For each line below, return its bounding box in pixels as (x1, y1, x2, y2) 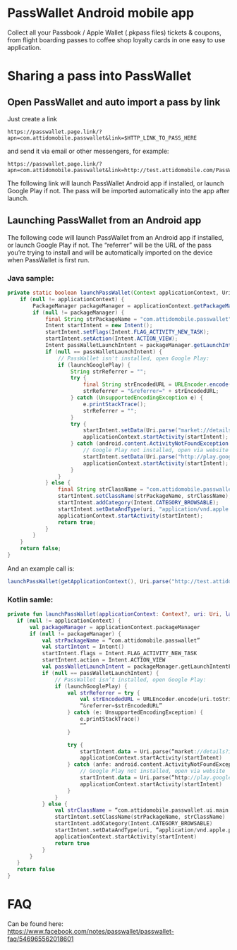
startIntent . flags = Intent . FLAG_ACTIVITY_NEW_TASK (42, 650, 197, 657)
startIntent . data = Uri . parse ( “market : (80, 748, 197, 755)
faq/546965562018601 (7, 934, 74, 943)
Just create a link (7, 114, 58, 123)
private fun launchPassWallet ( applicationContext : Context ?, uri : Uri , (7, 611, 222, 618)
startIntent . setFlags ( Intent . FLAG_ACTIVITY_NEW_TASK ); (44, 329, 210, 336)
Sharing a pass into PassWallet (7, 68, 192, 84)
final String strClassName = (57, 486, 143, 493)
